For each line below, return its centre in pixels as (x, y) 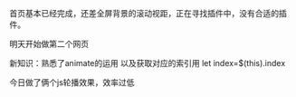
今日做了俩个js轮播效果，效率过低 (72, 82)
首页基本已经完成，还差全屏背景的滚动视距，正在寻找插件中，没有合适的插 (148, 13)
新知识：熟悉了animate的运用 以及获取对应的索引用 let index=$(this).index (148, 63)
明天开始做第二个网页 (49, 44)
